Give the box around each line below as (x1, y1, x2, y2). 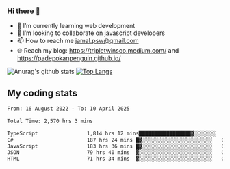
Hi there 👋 (7, 6, 41, 16)
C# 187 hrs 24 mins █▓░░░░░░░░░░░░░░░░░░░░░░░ (7, 136, 213, 143)
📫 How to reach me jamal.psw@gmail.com (16, 37, 139, 45)
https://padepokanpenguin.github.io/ (16, 54, 121, 62)
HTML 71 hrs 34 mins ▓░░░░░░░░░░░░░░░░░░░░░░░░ (7, 155, 213, 163)
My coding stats (7, 87, 77, 99)
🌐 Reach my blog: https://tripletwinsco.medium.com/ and (16, 47, 179, 55)
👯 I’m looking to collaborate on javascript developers (16, 29, 166, 37)
